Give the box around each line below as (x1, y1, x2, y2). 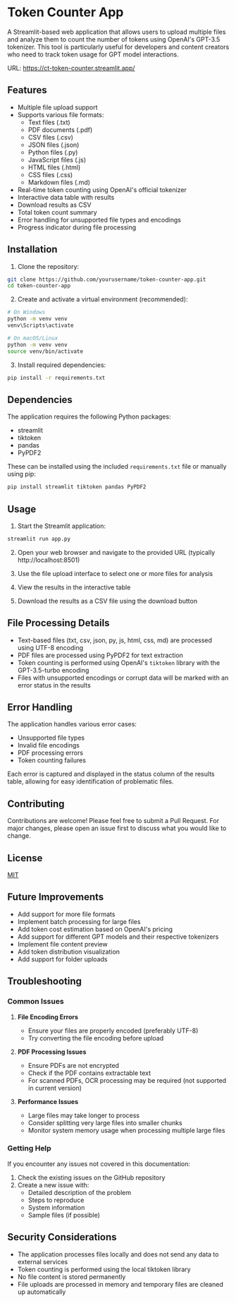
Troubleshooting (7, 975, 82, 987)
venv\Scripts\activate (7, 322, 74, 329)
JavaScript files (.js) (27, 155, 87, 164)
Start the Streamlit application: (17, 522, 106, 530)
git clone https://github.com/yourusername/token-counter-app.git (7, 276, 206, 283)
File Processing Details (7, 617, 110, 629)
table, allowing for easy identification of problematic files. (7, 777, 174, 786)
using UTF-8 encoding (17, 643, 84, 651)
